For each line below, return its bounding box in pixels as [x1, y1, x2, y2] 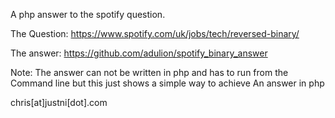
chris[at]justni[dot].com [10, 97, 108, 108]
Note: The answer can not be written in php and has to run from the [10, 67, 289, 78]
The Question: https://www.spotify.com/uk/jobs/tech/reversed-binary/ [10, 28, 300, 39]
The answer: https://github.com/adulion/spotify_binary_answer [10, 47, 268, 59]
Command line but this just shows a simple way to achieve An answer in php [10, 77, 325, 89]
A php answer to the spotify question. [10, 9, 166, 20]
